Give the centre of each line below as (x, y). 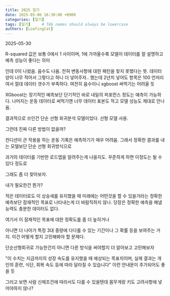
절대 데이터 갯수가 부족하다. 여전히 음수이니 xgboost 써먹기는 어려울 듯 (84, 84)
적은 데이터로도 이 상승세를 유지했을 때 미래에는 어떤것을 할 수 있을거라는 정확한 (84, 196)
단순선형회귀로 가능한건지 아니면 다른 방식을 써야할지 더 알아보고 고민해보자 (80, 248)
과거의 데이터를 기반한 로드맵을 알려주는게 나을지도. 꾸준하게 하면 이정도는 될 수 (84, 157)
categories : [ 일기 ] (25, 19)
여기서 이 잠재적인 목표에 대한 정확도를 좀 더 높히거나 (57, 220)
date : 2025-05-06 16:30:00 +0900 (41, 15)
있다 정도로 (16, 164)
